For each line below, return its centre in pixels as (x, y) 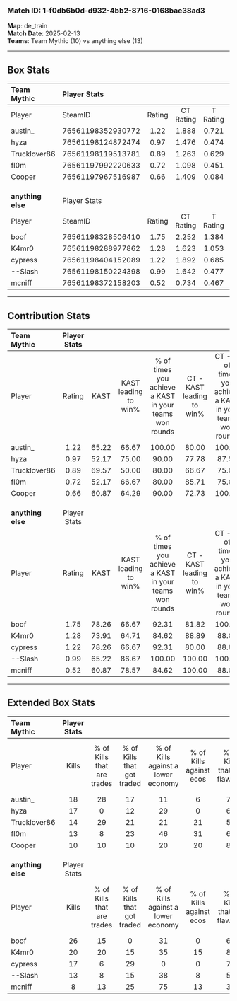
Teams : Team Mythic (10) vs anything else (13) (75, 41)
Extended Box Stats (51, 703)
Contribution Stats (49, 316)
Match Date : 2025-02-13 (44, 33)
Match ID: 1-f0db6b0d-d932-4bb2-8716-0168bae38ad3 (107, 11)
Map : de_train (28, 26)
